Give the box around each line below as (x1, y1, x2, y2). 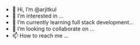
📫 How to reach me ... (12, 32, 69, 39)
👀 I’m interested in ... (12, 12, 64, 19)
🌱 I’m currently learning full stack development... (12, 19, 134, 26)
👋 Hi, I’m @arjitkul (12, 6, 57, 13)
